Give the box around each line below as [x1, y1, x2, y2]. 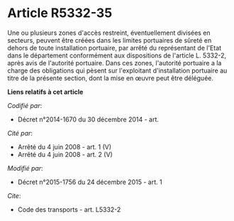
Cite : [7, 191, 21, 200]
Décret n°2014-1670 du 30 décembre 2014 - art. [17, 115, 160, 124]
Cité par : [7, 129, 33, 137]
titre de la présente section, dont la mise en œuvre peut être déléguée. [7, 73, 214, 82]
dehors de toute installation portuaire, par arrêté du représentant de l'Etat [7, 43, 222, 52]
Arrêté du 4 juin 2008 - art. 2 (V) [17, 150, 113, 158]
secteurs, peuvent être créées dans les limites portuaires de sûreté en [7, 36, 212, 44]
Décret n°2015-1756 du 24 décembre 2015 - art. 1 [17, 178, 162, 186]
